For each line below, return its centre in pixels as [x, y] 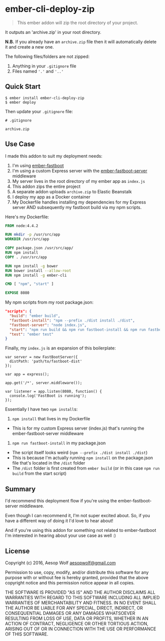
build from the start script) [39, 473]
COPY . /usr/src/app [26, 257]
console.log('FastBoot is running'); [48, 396]
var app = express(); [27, 375]
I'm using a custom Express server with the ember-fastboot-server [80, 171]
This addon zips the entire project [46, 186]
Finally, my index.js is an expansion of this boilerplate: [61, 348]
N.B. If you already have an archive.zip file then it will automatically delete [81, 42]
